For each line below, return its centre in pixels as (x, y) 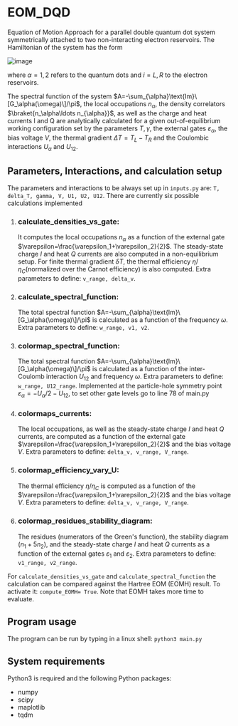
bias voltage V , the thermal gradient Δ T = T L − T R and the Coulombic (108, 138)
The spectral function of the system (60, 96)
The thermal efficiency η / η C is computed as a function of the (107, 487)
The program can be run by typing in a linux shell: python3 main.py (105, 639)
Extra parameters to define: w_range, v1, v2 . (83, 328)
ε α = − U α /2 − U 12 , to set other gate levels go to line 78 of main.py (113, 394)
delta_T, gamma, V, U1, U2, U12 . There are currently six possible (103, 195)
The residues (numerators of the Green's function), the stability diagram (123, 536)
